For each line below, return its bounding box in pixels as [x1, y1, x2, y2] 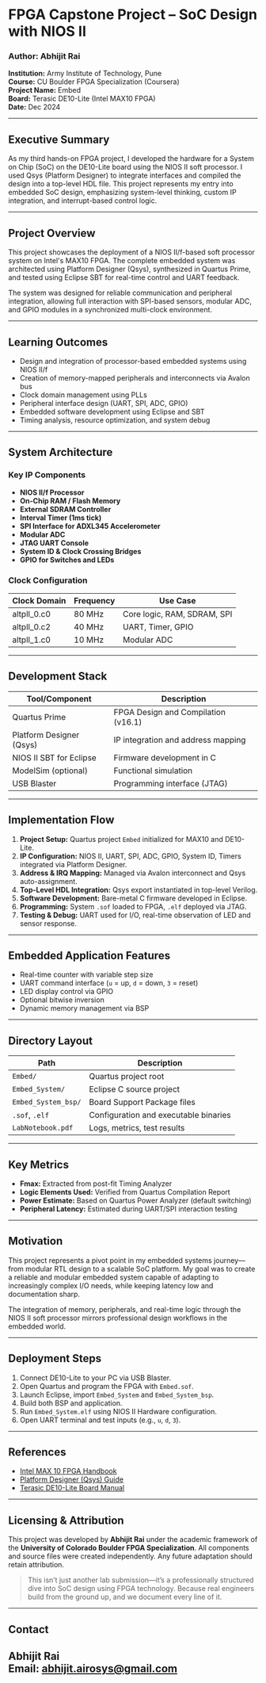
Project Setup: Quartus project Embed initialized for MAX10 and [19, 834, 224, 843]
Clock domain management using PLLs [19, 390, 148, 400]
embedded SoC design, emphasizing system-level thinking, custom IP [8, 188, 237, 197]
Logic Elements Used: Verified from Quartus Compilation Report [19, 1187, 231, 1196]
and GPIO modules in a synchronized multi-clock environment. [8, 305, 212, 315]
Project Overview [8, 226, 96, 239]
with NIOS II [8, 22, 87, 40]
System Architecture [8, 446, 113, 459]
